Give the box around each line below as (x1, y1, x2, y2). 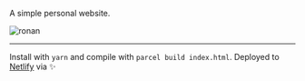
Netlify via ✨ (9, 61, 56, 72)
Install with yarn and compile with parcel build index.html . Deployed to (9, 52, 280, 62)
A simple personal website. (9, 8, 111, 18)
